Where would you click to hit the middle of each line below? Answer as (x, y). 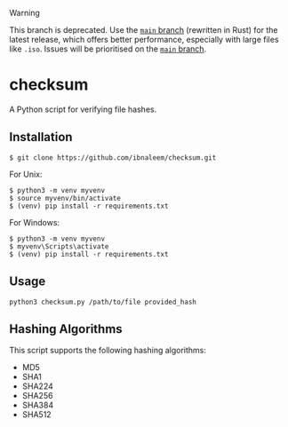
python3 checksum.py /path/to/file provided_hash (103, 302)
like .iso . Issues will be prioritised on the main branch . (108, 49)
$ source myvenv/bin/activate (65, 198)
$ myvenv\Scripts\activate (59, 246)
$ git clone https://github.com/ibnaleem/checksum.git (113, 158)
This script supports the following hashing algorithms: (108, 351)
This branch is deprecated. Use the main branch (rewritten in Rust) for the (144, 30)
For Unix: (26, 174)
